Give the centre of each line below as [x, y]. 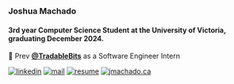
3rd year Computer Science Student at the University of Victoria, [117, 30]
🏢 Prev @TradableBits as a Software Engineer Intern [94, 56]
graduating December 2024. [56, 38]
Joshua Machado [42, 11]
